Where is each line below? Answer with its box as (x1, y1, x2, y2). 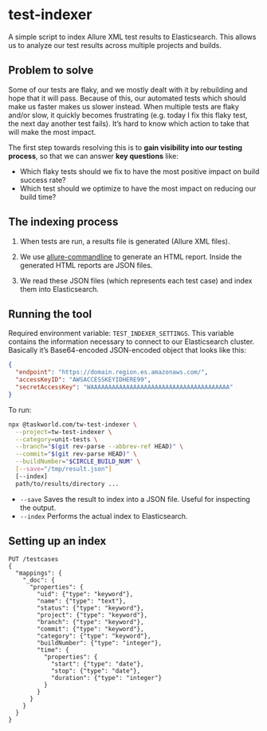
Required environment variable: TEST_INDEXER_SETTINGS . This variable (8, 329, 234, 338)
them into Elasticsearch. (19, 284, 100, 294)
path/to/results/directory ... (15, 480, 120, 488)
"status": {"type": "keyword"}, (37, 604, 145, 612)
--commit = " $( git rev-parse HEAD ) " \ (15, 450, 137, 458)
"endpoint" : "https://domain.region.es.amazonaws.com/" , (15, 369, 209, 377)
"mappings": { (15, 569, 62, 578)
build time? (19, 192, 57, 201)
